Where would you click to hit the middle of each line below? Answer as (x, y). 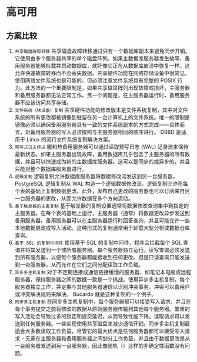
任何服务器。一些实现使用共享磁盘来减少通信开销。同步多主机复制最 (107, 324)
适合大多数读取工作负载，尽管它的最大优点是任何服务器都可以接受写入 (100, 331)
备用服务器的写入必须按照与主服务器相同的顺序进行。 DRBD (103, 132)
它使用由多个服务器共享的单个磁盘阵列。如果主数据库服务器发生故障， (100, 58)
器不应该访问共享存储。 (43, 103)
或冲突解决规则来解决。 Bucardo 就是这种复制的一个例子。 (86, 294)
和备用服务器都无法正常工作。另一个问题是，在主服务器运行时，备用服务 (102, 95)
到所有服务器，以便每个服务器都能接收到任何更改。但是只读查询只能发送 (102, 257)
